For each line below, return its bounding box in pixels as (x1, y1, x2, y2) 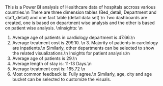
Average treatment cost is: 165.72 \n (12, 66, 85, 72)
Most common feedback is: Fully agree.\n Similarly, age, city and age (12, 71, 152, 77)
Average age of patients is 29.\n (12, 56, 77, 61)
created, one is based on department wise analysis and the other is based (5, 20, 155, 26)
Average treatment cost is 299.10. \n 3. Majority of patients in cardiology (12, 40, 158, 46)
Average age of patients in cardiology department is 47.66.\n (12, 34, 135, 40)
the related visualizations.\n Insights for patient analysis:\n (12, 50, 130, 56)
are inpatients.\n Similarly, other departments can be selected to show (12, 45, 155, 51)
